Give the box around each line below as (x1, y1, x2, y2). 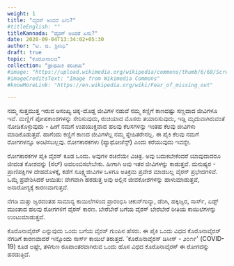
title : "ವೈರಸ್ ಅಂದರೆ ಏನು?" (7, 17, 77, 24)
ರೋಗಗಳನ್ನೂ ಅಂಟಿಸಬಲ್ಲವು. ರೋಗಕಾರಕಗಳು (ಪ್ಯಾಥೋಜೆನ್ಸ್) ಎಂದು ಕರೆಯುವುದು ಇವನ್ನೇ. (7, 138, 192, 146)
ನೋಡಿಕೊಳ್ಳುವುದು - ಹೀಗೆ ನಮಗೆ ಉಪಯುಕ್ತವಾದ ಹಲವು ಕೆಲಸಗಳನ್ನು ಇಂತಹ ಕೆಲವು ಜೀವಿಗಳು (7, 123, 196, 131)
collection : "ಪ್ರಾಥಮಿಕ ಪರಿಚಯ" (7, 62, 86, 69)
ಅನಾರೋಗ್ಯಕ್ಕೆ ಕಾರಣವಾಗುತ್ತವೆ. (7, 183, 69, 191)
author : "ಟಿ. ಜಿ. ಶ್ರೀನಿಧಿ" (7, 42, 69, 49)
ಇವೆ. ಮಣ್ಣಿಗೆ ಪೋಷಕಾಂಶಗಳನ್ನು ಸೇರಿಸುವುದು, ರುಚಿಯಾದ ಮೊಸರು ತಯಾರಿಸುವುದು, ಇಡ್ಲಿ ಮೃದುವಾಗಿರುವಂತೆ (7, 114, 225, 123)
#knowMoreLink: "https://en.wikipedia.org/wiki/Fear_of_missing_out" (7, 81, 214, 88)
